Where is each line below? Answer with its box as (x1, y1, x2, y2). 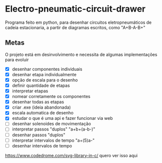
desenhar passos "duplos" (12, 132, 65, 138)
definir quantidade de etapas (12, 82, 70, 88)
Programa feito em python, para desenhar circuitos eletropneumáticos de (5, 19, 152, 25)
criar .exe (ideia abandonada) (12, 104, 71, 110)
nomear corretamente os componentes (12, 94, 91, 99)
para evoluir (5, 57, 29, 63)
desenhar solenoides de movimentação (12, 121, 91, 127)
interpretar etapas (12, 88, 49, 94)
